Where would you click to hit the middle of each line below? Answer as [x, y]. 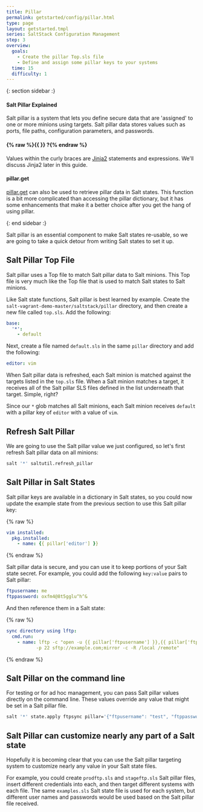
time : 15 [23, 68]
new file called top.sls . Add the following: [59, 312]
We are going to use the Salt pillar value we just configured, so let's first [96, 446]
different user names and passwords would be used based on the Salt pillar [100, 797]
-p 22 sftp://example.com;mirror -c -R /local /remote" [108, 648]
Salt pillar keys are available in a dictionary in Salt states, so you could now [99, 497]
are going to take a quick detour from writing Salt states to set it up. [90, 241]
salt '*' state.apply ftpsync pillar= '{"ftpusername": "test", [88, 717]
